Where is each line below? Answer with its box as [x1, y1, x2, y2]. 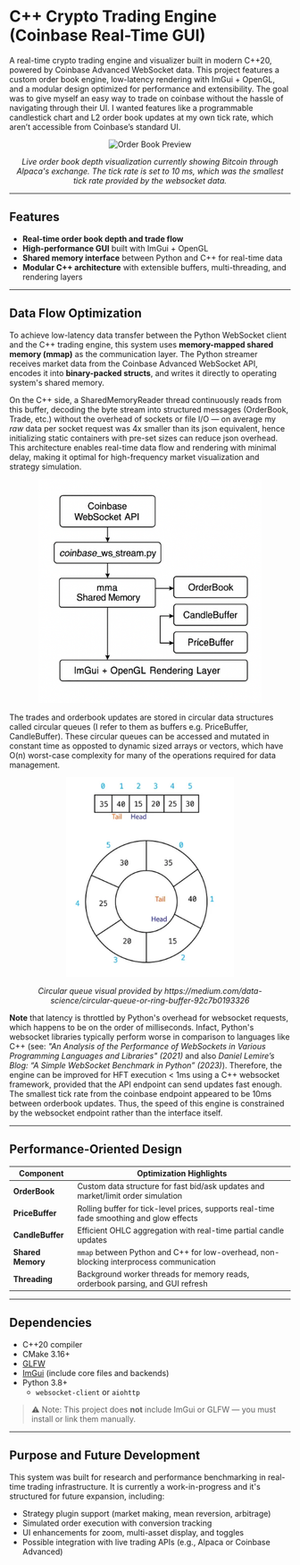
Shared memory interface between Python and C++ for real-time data [21, 252, 283, 263]
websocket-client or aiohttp [35, 1386, 140, 1398]
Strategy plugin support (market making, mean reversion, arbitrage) [21, 1508, 271, 1518]
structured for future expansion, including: [9, 1491, 165, 1501]
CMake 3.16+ [21, 1348, 71, 1359]
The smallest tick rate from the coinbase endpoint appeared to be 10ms [9, 1088, 272, 1099]
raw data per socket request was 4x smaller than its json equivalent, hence [9, 423, 286, 433]
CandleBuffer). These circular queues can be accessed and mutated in [9, 731, 270, 741]
